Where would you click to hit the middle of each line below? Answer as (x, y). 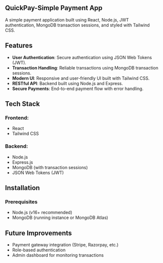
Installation (22, 188)
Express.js (22, 162)
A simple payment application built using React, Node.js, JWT (67, 20)
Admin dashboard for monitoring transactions (58, 255)
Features (19, 46)
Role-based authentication (39, 250)
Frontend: (17, 118)
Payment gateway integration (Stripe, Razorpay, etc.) (65, 245)
